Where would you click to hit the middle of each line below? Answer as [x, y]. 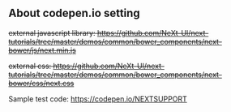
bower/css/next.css [41, 83]
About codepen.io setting [74, 13]
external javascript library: [52, 32]
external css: [30, 66]
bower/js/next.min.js [43, 50]
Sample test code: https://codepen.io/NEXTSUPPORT [98, 99]
